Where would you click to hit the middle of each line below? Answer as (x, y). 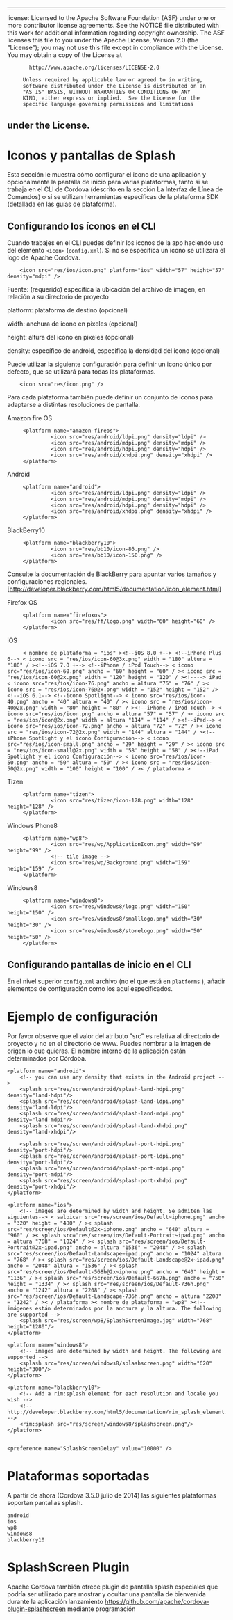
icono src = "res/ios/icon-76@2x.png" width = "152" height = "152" (108, 690)
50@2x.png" (23, 769)
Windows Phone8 (32, 826)
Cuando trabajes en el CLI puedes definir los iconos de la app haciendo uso (115, 243)
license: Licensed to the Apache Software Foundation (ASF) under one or (112, 18)
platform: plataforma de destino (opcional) (68, 310)
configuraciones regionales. (47, 582)
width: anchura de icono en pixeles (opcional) (72, 324)
